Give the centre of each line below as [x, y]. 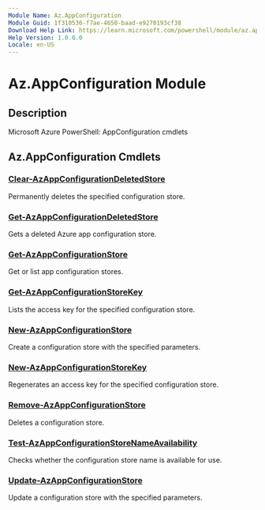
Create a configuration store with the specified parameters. [105, 347]
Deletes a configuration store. [56, 422]
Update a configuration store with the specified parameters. [105, 497]
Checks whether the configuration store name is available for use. [115, 459]
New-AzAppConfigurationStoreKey [78, 367]
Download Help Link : [42, 30]
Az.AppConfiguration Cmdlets [85, 157]
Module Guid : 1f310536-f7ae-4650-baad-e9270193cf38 [95, 23]
